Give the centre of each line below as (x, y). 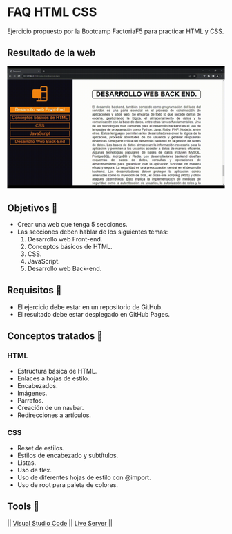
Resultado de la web (51, 53)
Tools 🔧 (23, 507)
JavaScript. (43, 261)
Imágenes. (32, 393)
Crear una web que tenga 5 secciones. (72, 225)
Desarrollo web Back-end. (65, 269)
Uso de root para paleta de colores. (68, 484)
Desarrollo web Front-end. (65, 239)
